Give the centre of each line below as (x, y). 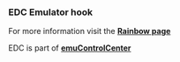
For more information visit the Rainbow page (90, 31)
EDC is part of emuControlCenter (70, 48)
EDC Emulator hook (51, 12)
